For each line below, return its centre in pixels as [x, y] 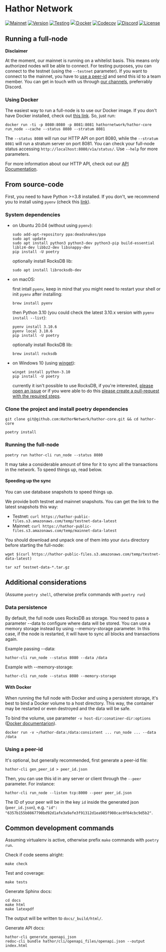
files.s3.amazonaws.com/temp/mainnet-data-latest [65, 531]
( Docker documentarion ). [31, 723]
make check [16, 864]
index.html [16, 946]
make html [15, 905]
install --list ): [29, 318]
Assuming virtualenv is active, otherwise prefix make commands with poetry [82, 840]
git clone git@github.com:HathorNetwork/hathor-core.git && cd [72, 419]
